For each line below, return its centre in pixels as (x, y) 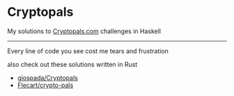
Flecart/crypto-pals (45, 85)
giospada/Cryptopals (47, 77)
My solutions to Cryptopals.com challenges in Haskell (84, 31)
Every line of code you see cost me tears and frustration (88, 51)
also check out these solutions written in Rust (72, 64)
